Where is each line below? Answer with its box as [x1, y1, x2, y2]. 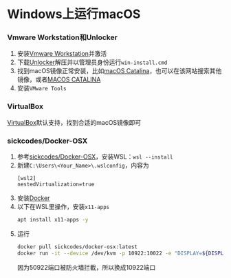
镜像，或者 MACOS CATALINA [16, 75, 101, 83]
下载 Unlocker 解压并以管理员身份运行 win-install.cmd [16, 58, 168, 66]
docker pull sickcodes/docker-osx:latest [16, 243, 137, 250]
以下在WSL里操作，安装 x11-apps [16, 203, 110, 211]
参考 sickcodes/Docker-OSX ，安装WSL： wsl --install [16, 152, 173, 161]
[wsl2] [16, 175, 36, 182]
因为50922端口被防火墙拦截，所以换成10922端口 [16, 263, 156, 271]
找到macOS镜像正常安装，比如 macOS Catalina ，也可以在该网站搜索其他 [16, 67, 222, 75]
